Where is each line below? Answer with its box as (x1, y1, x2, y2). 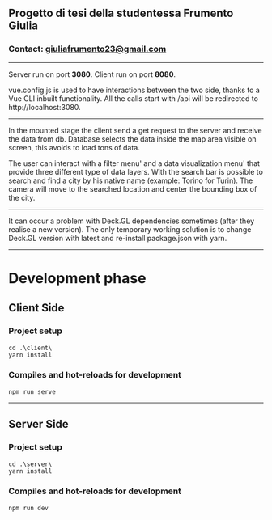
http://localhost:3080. (8, 102, 81, 112)
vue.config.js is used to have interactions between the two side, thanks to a (8, 85, 261, 95)
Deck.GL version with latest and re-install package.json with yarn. (8, 233, 227, 243)
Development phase (8, 268, 147, 287)
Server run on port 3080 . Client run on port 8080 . (8, 69, 176, 79)
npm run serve (8, 387, 57, 395)
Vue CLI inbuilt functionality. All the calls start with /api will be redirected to (8, 93, 259, 104)
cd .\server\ (8, 460, 53, 468)
